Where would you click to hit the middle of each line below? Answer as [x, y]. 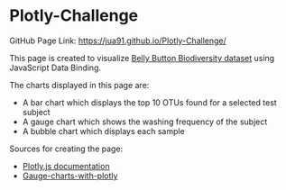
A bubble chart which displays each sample [103, 131]
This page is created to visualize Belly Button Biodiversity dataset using [142, 58]
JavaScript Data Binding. [55, 68]
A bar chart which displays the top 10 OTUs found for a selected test [149, 102]
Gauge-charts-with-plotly [70, 176]
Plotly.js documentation [66, 166]
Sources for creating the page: [66, 149]
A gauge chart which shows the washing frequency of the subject [145, 122]
